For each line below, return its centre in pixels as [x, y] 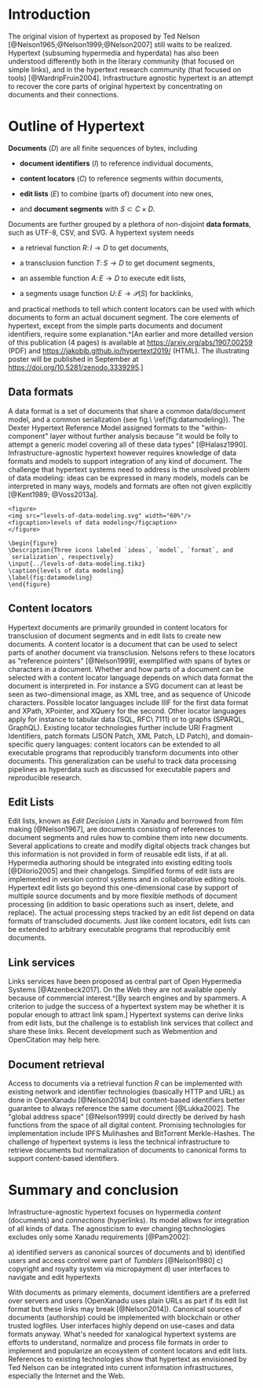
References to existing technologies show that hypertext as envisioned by [128, 1359]
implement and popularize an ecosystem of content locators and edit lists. [128, 1350]
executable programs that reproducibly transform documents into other [124, 752]
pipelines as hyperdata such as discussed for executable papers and [119, 769]
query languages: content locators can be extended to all [128, 744]
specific [21, 744]
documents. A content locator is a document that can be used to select [123, 644]
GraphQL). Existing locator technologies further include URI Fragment [121, 727]
